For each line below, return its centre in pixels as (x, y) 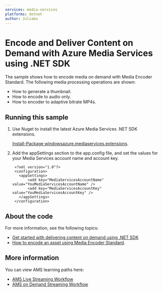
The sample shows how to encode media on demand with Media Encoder (79, 77)
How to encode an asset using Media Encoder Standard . (69, 242)
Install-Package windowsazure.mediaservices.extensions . (70, 144)
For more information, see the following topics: (52, 228)
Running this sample (37, 117)
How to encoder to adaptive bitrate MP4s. (54, 102)
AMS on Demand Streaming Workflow (50, 284)
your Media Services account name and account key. (65, 158)
